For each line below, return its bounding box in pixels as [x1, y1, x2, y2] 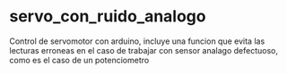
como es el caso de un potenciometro [9, 54, 150, 65]
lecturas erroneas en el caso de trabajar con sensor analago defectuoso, [9, 45, 279, 55]
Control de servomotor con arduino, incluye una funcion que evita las [9, 36, 265, 46]
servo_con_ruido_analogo [9, 6, 206, 27]
